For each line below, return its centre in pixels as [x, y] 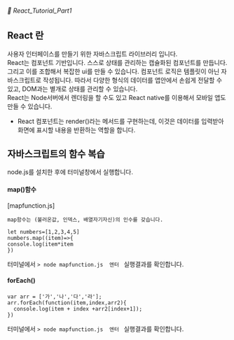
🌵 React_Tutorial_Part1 [40, 10]
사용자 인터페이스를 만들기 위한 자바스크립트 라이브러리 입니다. [92, 54]
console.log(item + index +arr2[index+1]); [78, 309]
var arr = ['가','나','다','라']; [55, 297]
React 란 [26, 36]
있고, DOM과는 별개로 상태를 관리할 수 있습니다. [73, 89]
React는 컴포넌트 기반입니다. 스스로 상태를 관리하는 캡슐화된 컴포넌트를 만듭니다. [117, 62]
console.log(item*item [40, 244]
